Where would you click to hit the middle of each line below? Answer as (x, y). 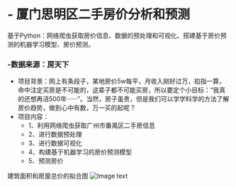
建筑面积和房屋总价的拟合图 (48, 176)
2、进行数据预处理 (55, 135)
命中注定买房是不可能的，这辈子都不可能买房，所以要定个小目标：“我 (118, 90)
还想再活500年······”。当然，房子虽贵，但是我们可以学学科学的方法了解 (127, 99)
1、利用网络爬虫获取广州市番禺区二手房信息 (92, 125)
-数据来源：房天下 (38, 64)
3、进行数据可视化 (55, 143)
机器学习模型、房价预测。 (57, 44)
